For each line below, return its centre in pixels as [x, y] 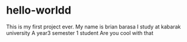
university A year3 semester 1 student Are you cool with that [80, 33]
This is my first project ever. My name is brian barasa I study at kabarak [93, 27]
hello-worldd [39, 10]
